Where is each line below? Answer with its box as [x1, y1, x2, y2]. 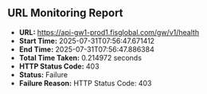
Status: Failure [18, 69, 68, 79]
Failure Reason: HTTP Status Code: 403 [18, 78, 152, 88]
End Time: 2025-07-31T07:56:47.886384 [18, 44, 154, 54]
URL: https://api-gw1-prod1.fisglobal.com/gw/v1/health [18, 27, 200, 37]
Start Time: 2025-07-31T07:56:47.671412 [18, 36, 155, 45]
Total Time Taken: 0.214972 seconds [18, 53, 143, 62]
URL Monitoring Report [7, 6, 124, 20]
